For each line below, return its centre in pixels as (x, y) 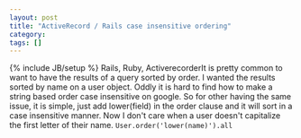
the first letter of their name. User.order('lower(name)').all (121, 125)
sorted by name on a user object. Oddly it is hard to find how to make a (141, 87)
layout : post (34, 17)
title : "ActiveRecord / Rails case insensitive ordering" (120, 26)
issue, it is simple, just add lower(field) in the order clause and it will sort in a (151, 106)
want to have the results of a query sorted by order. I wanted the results (143, 78)
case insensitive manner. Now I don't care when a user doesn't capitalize (145, 116)
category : (28, 34)
